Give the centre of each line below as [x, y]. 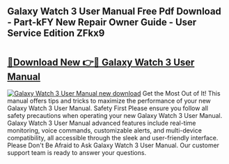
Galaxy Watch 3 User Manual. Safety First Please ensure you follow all [108, 108]
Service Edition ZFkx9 [56, 33]
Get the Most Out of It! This [181, 93]
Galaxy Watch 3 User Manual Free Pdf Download [114, 12]
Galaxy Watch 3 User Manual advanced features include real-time [102, 123]
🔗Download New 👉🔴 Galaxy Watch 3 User [101, 62]
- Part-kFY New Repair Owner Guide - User [102, 23]
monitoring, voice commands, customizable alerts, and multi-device [104, 131]
